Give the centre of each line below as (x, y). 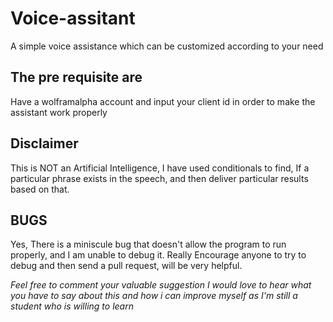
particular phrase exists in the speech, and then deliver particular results (159, 178)
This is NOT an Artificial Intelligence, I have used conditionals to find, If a (160, 168)
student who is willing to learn (72, 306)
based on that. (40, 189)
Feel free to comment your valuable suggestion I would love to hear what (161, 285)
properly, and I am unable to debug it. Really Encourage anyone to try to (158, 255)
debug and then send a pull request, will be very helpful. (126, 266)
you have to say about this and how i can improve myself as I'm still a (154, 296)
